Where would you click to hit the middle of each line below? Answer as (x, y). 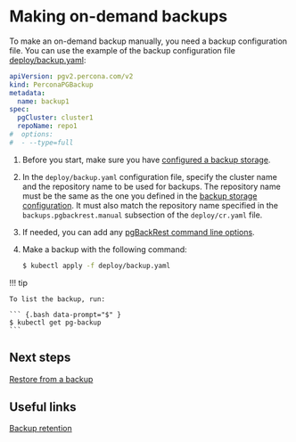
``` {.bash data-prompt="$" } (66, 315)
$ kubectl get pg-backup (55, 323)
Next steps (40, 358)
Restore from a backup (51, 379)
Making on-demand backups (119, 16)
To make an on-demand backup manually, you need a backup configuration (148, 41)
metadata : (28, 93)
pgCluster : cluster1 (55, 118)
